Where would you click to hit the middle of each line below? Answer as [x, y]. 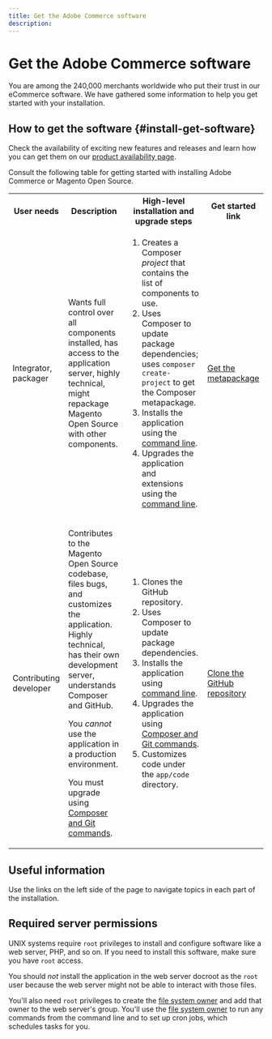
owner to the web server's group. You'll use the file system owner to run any [136, 1009]
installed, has [93, 343]
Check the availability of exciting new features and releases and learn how [132, 148]
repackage [88, 404]
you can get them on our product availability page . [92, 157]
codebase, [88, 574]
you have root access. [46, 960]
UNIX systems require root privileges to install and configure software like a [135, 943]
